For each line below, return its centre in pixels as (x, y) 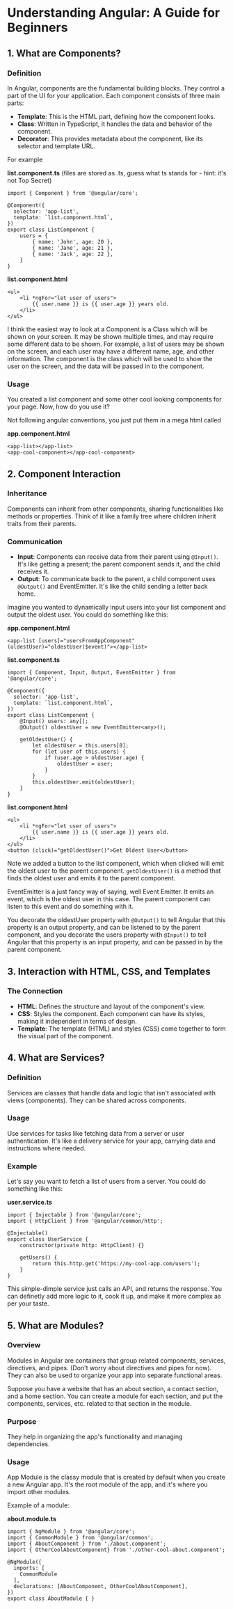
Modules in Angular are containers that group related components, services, (116, 1360)
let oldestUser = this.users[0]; (81, 746)
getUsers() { (39, 1258)
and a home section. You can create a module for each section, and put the (115, 1396)
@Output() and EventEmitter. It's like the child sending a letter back (112, 587)
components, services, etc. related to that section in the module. (99, 1403)
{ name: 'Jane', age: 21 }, (73, 248)
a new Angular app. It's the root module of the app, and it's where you (107, 1484)
